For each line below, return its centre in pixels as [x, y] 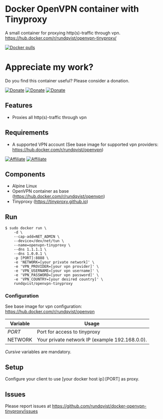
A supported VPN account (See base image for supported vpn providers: [85, 144]
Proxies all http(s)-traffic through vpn [49, 117]
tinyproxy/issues [21, 411]
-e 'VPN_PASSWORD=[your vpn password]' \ [56, 275]
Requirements [27, 133]
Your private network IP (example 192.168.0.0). [92, 340]
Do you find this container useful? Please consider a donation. [67, 80]
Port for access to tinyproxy [69, 332]
